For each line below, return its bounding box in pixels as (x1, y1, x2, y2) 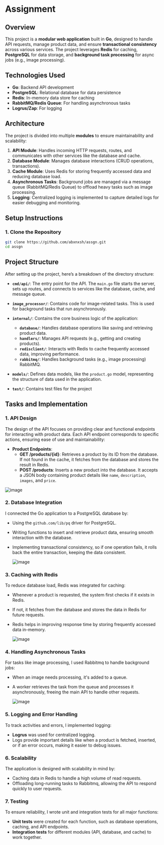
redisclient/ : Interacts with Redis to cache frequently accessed (19, 345, 150, 351)
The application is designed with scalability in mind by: (5, 766, 116, 772)
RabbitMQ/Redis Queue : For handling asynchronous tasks (12, 100, 131, 106)
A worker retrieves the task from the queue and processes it (12, 684, 134, 690)
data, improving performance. (19, 351, 80, 357)
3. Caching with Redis (5, 571, 58, 578)
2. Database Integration (5, 499, 63, 506)
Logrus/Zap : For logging (12, 105, 62, 111)
